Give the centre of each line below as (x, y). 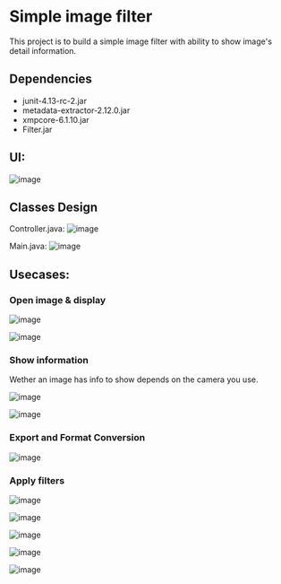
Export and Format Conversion (77, 438)
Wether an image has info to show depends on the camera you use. (134, 379)
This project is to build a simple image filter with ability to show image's (141, 41)
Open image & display (58, 300)
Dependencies (51, 79)
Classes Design (54, 207)
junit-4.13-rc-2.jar (55, 100)
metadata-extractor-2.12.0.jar (76, 110)
